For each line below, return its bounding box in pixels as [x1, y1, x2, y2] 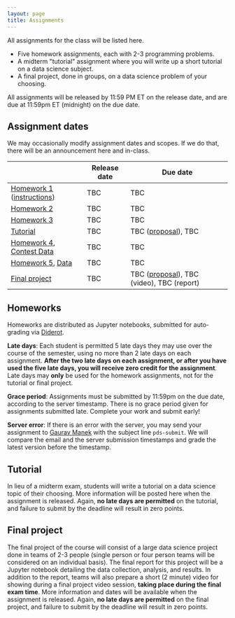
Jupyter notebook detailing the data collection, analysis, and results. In [7, 565, 211, 574]
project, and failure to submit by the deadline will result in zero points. [7, 603, 208, 611]
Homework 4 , [10, 238, 55, 248]
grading [7, 328, 30, 337]
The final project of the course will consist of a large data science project [7, 543, 218, 552]
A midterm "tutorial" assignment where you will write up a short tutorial [17, 57, 222, 65]
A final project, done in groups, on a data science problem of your [17, 71, 208, 80]
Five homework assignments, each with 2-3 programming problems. [17, 50, 215, 58]
